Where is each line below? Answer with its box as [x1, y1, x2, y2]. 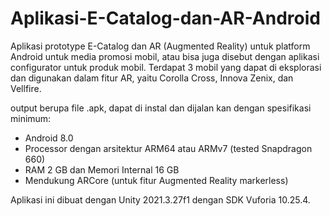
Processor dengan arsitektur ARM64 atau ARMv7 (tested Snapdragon [24, 142, 313, 154]
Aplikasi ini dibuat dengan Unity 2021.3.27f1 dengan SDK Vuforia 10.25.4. [10, 193, 311, 206]
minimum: [10, 112, 52, 124]
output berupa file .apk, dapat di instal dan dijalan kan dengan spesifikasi [10, 102, 312, 114]
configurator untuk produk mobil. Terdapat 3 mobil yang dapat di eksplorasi [10, 61, 322, 73]
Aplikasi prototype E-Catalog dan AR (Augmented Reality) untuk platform [10, 40, 311, 52]
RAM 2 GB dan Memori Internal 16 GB [24, 163, 180, 176]
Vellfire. [10, 82, 42, 94]
